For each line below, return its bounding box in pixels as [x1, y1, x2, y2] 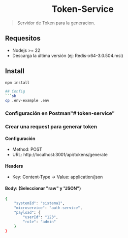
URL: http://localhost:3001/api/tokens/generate [12, 152, 108, 158]
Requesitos [5, 34, 41, 43]
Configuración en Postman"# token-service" [5, 110, 115, 117]
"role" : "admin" [23, 219, 56, 224]
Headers [5, 163, 23, 169]
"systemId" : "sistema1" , [14, 201, 65, 206]
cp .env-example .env [5, 98, 50, 103]
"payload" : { [14, 210, 41, 215]
